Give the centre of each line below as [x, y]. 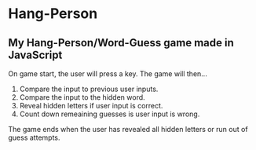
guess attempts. [34, 137]
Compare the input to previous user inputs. [89, 89]
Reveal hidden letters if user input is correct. [91, 106]
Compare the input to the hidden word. [82, 97]
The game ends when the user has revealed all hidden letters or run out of [128, 129]
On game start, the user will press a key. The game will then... [108, 74]
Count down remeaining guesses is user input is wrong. [110, 114]
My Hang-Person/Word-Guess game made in [121, 43]
